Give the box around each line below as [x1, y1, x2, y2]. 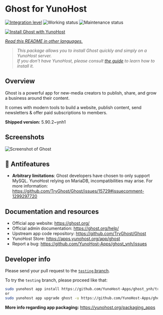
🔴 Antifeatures [5, 160, 50, 168]
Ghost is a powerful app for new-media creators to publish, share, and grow [5, 90, 157, 95]
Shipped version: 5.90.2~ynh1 [5, 119, 66, 125]
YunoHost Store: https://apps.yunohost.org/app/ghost [12, 236, 120, 242]
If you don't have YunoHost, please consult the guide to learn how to [16, 58, 155, 63]
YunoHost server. [16, 52, 52, 59]
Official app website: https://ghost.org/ [12, 220, 90, 226]
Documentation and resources [5, 207, 99, 216]
